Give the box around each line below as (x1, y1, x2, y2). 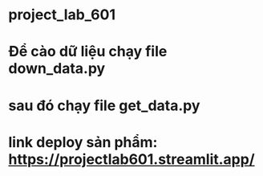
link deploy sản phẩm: (8, 133, 158, 151)
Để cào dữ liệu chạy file (8, 43, 168, 61)
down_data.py (8, 59, 106, 78)
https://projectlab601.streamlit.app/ (8, 150, 255, 168)
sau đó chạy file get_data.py (8, 96, 200, 114)
